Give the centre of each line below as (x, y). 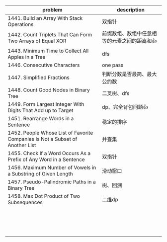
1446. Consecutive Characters (44, 65)
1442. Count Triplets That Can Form (50, 34)
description (131, 10)
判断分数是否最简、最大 (129, 74)
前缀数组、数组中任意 (127, 33)
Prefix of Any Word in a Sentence (46, 160)
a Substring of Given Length (40, 174)
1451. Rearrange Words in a (41, 119)
